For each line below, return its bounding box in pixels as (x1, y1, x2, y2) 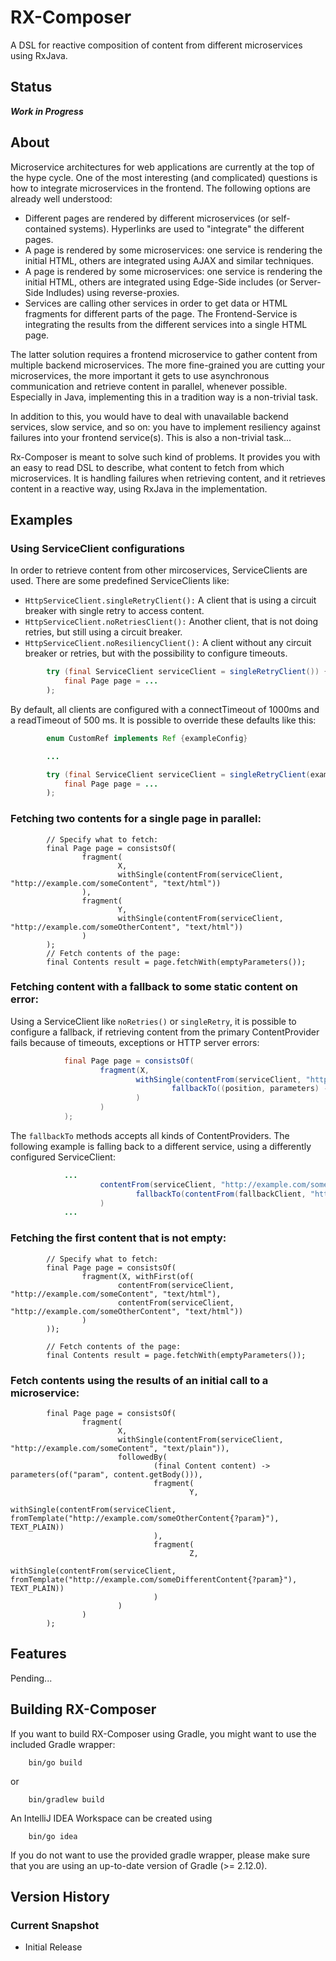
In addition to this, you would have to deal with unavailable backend (10, 410, 289, 422)
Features (10, 1646, 67, 1663)
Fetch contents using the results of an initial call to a (10, 1373, 269, 1387)
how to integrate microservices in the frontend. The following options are (10, 182, 311, 194)
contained (24, 222, 67, 235)
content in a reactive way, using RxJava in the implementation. (10, 482, 268, 495)
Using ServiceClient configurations (10, 541, 185, 555)
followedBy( (117, 1452, 168, 1462)
